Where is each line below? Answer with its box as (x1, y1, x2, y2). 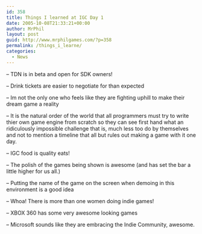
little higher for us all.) (6, 167, 61, 175)
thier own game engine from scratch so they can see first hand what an (6, 119, 184, 126)
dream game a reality (6, 100, 59, 108)
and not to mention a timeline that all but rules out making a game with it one (6, 131, 197, 138)
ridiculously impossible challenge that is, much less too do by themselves (6, 125, 189, 132)
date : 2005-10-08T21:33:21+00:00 (6, 20, 90, 26)
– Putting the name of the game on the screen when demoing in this (6, 179, 175, 186)
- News (11, 54, 28, 60)
